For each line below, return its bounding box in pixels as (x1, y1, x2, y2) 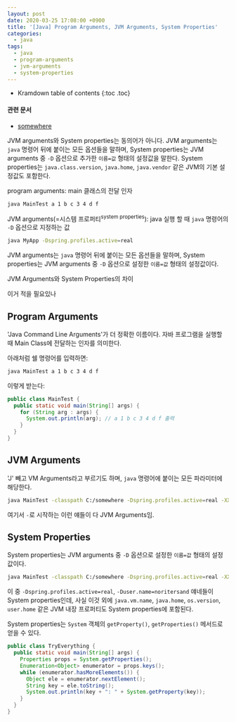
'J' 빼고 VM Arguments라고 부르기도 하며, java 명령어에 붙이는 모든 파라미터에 (7, 473, 223, 483)
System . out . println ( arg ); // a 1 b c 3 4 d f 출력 (25, 415, 174, 423)
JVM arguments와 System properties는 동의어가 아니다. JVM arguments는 (7, 136, 218, 144)
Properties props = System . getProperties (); (20, 656, 152, 663)
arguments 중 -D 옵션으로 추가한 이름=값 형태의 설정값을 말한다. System (7, 154, 204, 162)
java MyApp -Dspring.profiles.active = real (7, 237, 133, 244)
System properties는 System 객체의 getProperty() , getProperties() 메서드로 (7, 620, 223, 628)
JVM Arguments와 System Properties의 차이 (7, 275, 133, 283)
